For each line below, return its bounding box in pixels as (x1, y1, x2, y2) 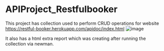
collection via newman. (5, 40, 54, 46)
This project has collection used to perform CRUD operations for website (5, 20, 159, 26)
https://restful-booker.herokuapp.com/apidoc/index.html (5, 25, 125, 31)
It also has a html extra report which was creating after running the (5, 35, 146, 41)
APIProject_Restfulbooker (5, 4, 118, 15)
